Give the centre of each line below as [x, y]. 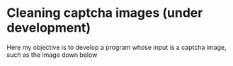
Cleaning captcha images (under [105, 13]
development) [49, 28]
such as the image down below [52, 55]
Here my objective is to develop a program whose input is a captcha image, [117, 47]
